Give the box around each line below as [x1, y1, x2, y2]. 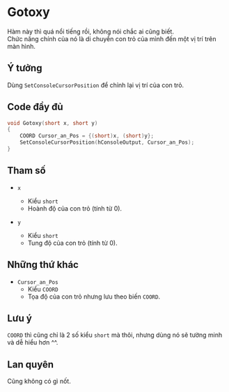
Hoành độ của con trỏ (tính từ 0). [27, 204, 123, 213]
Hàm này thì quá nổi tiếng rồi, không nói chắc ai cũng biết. [7, 27, 174, 36]
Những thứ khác [7, 259, 79, 271]
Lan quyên [7, 359, 54, 370]
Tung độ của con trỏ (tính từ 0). [27, 239, 118, 247]
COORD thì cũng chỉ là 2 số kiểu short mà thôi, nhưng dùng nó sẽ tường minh [7, 331, 223, 339]
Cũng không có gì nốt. [7, 377, 71, 386]
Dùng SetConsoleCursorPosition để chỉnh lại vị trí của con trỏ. [7, 81, 184, 89]
